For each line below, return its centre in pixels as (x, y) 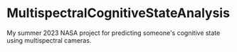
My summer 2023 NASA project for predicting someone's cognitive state (114, 33)
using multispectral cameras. (49, 40)
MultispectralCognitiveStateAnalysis (118, 13)
